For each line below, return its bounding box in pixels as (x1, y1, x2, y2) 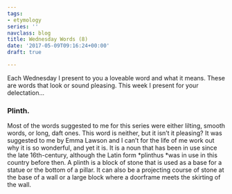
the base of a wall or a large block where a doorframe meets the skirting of (7, 173, 221, 182)
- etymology (7, 17, 42, 24)
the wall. (7, 181, 32, 189)
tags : (7, 10, 23, 17)
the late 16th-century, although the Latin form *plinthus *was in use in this (7, 151, 218, 159)
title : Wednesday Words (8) (7, 36, 89, 43)
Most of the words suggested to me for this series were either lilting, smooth (7, 122, 226, 130)
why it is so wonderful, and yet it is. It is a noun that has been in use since (7, 143, 217, 152)
